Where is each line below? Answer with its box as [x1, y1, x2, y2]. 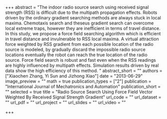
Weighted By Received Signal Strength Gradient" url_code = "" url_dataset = [5, 94, 162, 100]
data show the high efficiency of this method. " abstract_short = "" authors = [5, 68, 163, 74]
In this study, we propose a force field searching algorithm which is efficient [5, 31, 161, 36]
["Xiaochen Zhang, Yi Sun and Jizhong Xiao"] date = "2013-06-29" [5, 73, 143, 79]
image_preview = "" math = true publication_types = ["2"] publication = [5, 78, 152, 84]
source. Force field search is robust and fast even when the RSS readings [5, 57, 156, 63]
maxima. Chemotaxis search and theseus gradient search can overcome [5, 20, 154, 26]
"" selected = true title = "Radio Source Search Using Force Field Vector [5, 89, 153, 95]
